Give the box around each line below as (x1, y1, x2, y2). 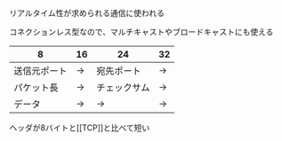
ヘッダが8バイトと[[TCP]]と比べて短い (9, 122, 150, 133)
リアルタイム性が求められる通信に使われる (9, 8, 165, 18)
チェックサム (96, 82, 150, 93)
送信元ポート (13, 65, 68, 77)
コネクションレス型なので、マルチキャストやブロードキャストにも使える (9, 27, 274, 37)
